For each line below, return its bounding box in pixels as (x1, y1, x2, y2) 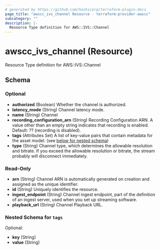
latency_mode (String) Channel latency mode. (12, 107, 105, 112)
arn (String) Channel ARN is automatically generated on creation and (12, 176, 150, 182)
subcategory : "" (5, 16, 38, 21)
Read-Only (5, 165, 32, 172)
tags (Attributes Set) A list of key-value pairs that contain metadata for (12, 132, 153, 138)
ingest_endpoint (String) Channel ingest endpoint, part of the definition (12, 192, 155, 198)
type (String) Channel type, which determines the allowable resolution (12, 142, 153, 148)
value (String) (12, 239, 40, 245)
